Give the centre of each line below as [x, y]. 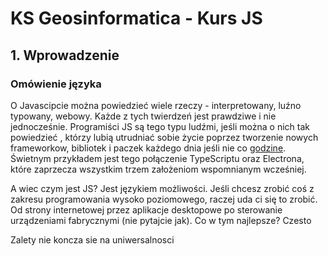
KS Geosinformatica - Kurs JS [136, 18]
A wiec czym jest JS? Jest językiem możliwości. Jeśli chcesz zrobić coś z [162, 188]
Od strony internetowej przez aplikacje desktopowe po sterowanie [146, 209]
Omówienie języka [56, 84]
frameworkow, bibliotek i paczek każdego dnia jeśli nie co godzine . [148, 148]
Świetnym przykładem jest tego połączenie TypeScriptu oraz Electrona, [157, 158]
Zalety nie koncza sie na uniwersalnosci [92, 239]
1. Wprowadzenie [65, 55]
